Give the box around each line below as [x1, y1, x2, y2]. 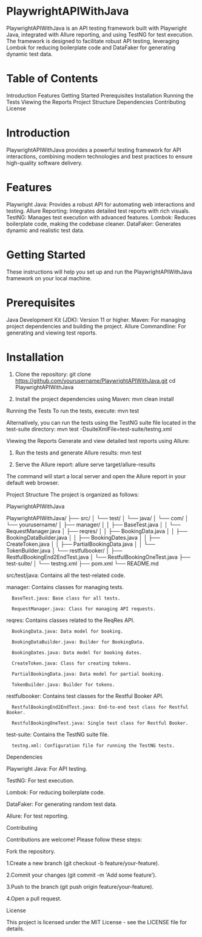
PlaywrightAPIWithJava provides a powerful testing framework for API [6, 146, 182, 154]
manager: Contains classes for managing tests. [6, 583, 124, 590]
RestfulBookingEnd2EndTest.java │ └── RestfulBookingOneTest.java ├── [6, 553, 191, 560]
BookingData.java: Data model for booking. [12, 628, 123, 634]
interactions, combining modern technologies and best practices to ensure [6, 152, 193, 160]
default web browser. [6, 479, 59, 486]
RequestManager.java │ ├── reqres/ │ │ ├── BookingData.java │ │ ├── [6, 527, 188, 534]
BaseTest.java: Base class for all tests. [12, 595, 121, 601]
